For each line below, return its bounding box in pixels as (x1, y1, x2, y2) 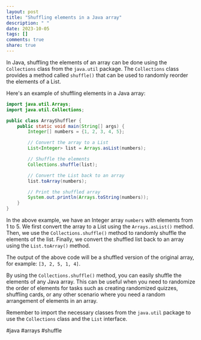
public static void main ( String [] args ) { (17, 123, 125, 129)
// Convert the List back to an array (28, 172, 125, 178)
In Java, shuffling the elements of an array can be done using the (6, 58, 167, 66)
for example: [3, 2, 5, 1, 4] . (6, 260, 81, 267)
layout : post (6, 8, 39, 15)
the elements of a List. (6, 77, 61, 85)
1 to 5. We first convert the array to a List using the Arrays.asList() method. (6, 223, 194, 230)
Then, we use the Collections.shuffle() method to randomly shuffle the (6, 229, 187, 236)
